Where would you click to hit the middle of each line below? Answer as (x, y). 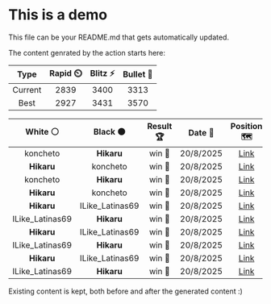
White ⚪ (42, 131)
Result (160, 126)
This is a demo (58, 15)
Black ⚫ (109, 131)
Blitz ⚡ (102, 73)
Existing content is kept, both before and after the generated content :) (126, 291)
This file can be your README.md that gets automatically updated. (119, 37)
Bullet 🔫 (138, 74)
